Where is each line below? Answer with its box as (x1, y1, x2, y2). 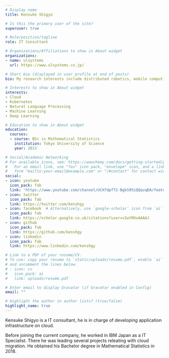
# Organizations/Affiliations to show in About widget (5, 49, 123, 54)
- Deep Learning (5, 113, 39, 118)
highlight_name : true (5, 303, 51, 309)
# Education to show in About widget (5, 123, 84, 128)
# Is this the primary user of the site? (5, 21, 94, 26)
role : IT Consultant (5, 40, 49, 45)
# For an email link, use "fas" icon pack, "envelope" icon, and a (5, 164, 154, 169)
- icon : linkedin (5, 234, 42, 239)
